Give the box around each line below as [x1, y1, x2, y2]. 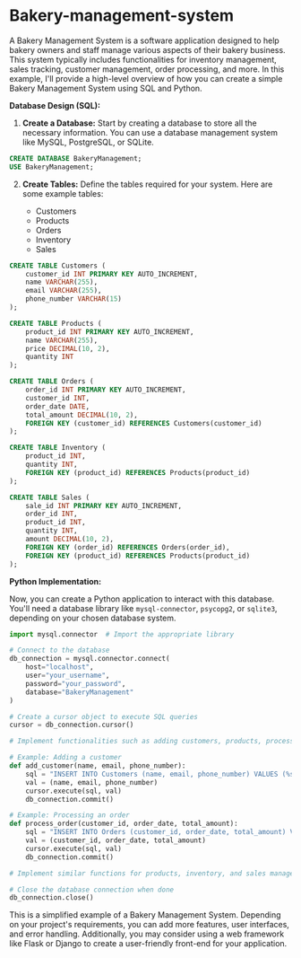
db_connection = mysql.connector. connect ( [9, 655, 170, 664]
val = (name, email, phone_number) [25, 778, 159, 787]
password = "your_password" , [25, 679, 126, 688]
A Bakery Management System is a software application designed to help [9, 35, 279, 46]
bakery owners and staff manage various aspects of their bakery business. [9, 44, 286, 55]
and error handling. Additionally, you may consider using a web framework [9, 928, 285, 939]
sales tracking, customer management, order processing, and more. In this [9, 64, 285, 75]
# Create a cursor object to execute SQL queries [9, 712, 199, 721]
